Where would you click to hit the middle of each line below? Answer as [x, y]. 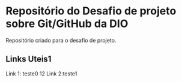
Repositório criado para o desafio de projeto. [61, 40]
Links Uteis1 [29, 59]
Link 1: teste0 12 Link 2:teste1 [41, 74]
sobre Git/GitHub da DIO [67, 24]
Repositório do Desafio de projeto [91, 11]
